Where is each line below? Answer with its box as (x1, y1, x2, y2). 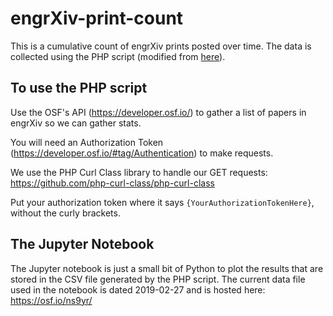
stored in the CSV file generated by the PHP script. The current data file (10, 273, 306, 285)
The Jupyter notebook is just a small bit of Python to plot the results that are (10, 262, 324, 274)
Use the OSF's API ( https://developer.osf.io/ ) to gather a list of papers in (10, 106, 307, 118)
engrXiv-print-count (10, 7, 184, 30)
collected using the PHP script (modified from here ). (10, 50, 226, 62)
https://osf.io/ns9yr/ (10, 294, 93, 306)
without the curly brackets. (10, 207, 121, 219)
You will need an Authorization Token (10, 136, 164, 148)
